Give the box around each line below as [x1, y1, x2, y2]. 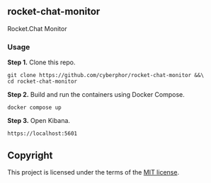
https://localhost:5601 [7, 130, 78, 137]
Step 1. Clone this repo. [7, 58, 76, 66]
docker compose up [7, 104, 62, 112]
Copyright [7, 149, 53, 161]
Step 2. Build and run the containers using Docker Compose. [7, 90, 186, 99]
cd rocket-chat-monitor [7, 78, 78, 85]
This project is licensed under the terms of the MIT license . [7, 167, 179, 176]
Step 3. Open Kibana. [7, 117, 71, 125]
